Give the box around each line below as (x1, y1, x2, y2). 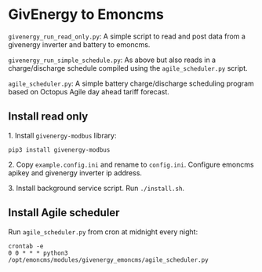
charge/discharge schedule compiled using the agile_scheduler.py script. (8, 63, 249, 72)
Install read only (8, 110, 89, 123)
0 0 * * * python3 (8, 249, 68, 257)
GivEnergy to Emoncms (8, 6, 165, 24)
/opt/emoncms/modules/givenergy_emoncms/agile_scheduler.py (8, 255, 209, 264)
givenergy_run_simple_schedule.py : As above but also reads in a (8, 55, 217, 64)
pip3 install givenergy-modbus (8, 145, 111, 154)
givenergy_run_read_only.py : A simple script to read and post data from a (8, 31, 246, 41)
